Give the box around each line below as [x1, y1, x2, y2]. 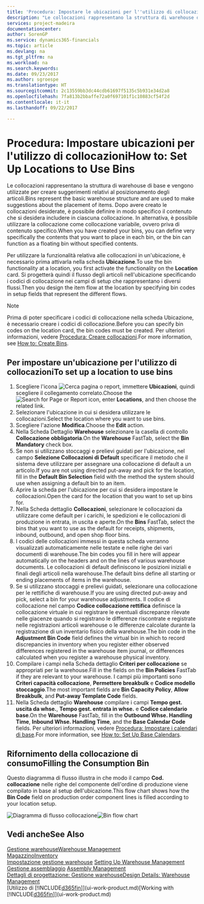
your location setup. [7, 800, 57, 808]
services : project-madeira [7, 20, 75, 26]
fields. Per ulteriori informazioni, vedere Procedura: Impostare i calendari [15, 724, 197, 732]
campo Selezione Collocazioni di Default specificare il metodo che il [15, 454, 188, 461]
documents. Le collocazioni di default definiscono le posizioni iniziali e [15, 564, 191, 571]
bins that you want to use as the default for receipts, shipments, [15, 525, 175, 532]
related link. [15, 402, 45, 410]
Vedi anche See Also [7, 829, 84, 840]
